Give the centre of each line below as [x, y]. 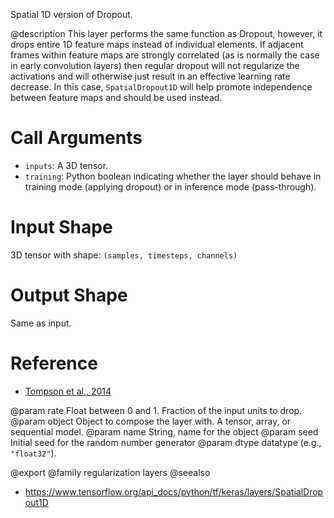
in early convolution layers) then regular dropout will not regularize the [155, 65]
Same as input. [41, 323]
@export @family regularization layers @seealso [110, 472]
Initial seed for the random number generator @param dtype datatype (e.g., [166, 442]
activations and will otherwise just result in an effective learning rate [150, 76]
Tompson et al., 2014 [68, 391]
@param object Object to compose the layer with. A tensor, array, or [151, 421]
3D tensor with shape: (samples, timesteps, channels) [124, 255]
